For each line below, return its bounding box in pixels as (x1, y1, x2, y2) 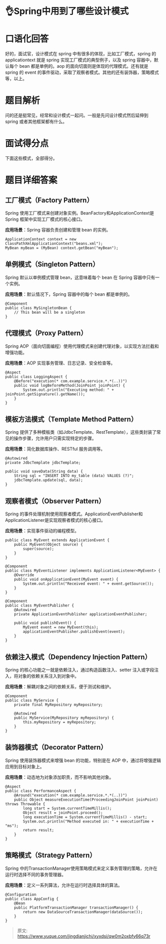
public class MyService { (5, 698, 58, 703)
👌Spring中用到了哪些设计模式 (5, 5, 129, 17)
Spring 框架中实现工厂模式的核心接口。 (5, 216, 85, 222)
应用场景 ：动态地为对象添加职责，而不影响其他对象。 (5, 774, 114, 780)
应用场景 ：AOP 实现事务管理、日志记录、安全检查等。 (5, 360, 115, 366)
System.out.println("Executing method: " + (23, 387, 114, 392)
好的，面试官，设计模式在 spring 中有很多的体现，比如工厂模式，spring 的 (5, 51, 157, 57)
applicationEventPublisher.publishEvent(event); (23, 629, 125, 634)
